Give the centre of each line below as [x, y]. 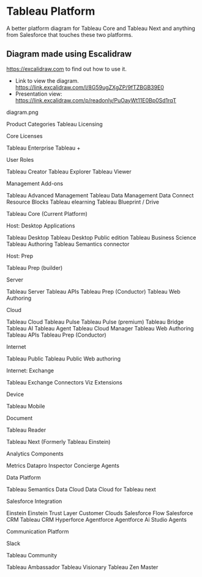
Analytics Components [35, 453]
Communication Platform [38, 531]
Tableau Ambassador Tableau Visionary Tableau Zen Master [82, 567]
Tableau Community [32, 555]
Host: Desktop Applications [41, 226]
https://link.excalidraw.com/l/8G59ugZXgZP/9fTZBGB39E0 [89, 87]
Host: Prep [20, 256]
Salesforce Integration [34, 501]
